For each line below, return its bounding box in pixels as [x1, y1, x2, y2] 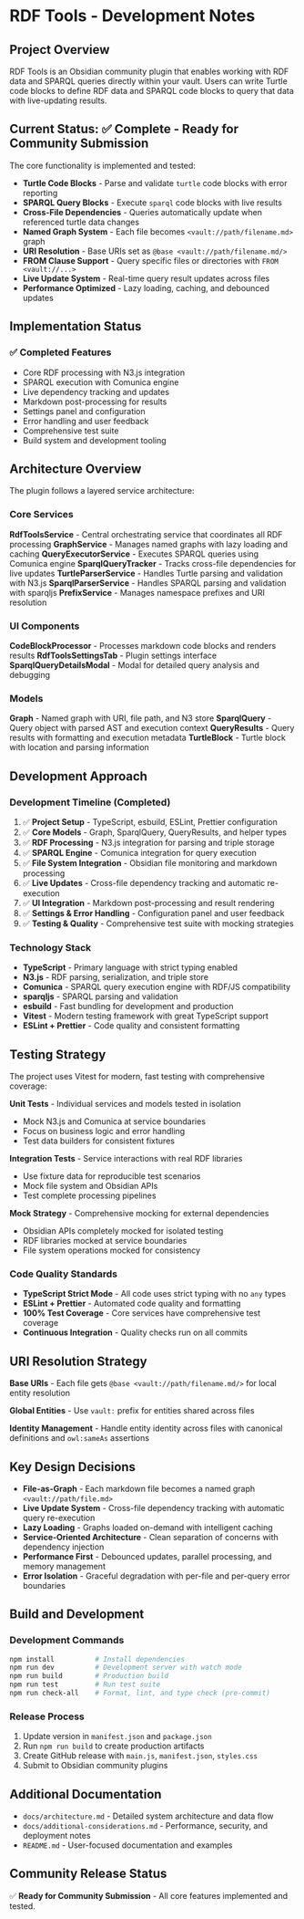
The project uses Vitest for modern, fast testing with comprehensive [9, 1071, 266, 1081]
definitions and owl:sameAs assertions [9, 1433, 150, 1444]
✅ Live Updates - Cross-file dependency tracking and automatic [22, 877, 266, 888]
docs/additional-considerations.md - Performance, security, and [22, 1820, 269, 1831]
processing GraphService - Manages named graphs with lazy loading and [9, 538, 289, 549]
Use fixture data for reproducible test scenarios [22, 1171, 201, 1182]
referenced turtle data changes [22, 216, 139, 227]
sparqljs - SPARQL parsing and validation [22, 991, 179, 1002]
